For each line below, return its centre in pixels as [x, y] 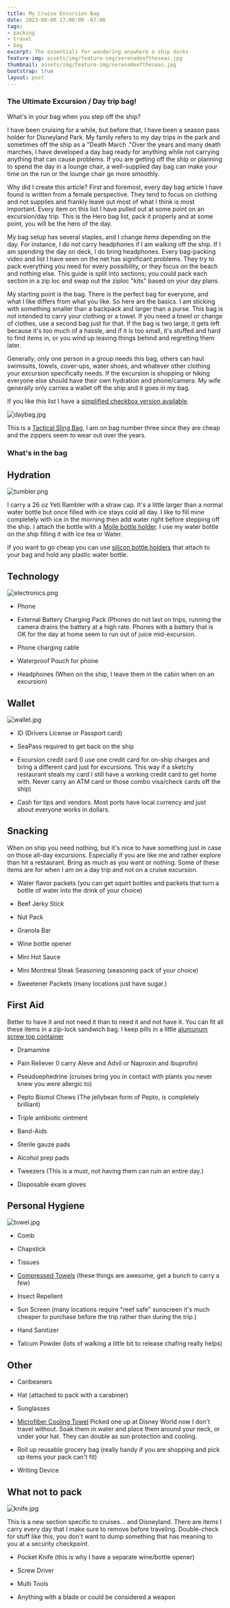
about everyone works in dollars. [63, 810]
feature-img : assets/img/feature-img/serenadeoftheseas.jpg [95, 58]
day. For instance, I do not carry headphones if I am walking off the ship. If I [114, 244]
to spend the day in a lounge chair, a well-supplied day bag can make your [113, 166]
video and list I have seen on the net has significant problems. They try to [111, 259]
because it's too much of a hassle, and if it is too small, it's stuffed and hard [114, 330]
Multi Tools [33, 1584]
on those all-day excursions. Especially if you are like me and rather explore [114, 855]
